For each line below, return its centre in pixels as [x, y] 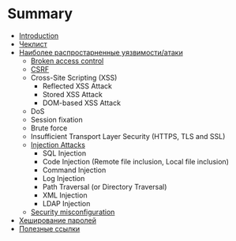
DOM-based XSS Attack [82, 103]
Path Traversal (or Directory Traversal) [105, 186]
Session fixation [57, 119]
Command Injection [74, 170]
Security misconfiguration [73, 212]
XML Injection [65, 195]
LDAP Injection [66, 203]
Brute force [49, 128]
